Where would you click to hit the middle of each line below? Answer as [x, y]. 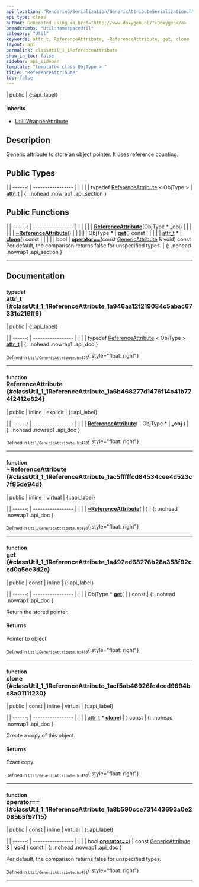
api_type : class [26, 17]
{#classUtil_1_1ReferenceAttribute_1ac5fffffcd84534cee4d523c [99, 477]
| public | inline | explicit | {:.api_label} [52, 412]
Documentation [36, 276]
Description [28, 140]
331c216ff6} [24, 314]
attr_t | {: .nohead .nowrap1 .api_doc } [52, 344]
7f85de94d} [24, 484]
